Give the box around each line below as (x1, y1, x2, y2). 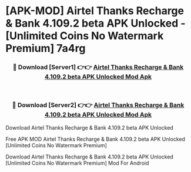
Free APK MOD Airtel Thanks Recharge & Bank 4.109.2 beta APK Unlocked (5, 135, 186, 143)
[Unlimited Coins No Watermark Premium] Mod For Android (5, 159, 149, 166)
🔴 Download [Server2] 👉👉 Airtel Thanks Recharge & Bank (12, 101, 185, 110)
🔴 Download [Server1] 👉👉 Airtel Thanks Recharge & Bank (12, 63, 184, 71)
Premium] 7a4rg (5, 42, 86, 55)
